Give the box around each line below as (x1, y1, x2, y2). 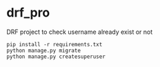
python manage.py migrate (6, 47, 81, 54)
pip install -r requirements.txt (6, 41, 103, 48)
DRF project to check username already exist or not (6, 28, 153, 36)
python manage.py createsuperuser (6, 53, 106, 60)
